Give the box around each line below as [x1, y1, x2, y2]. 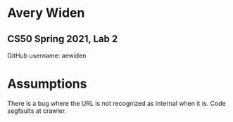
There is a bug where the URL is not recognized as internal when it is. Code [7, 99, 227, 107]
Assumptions [7, 76, 87, 92]
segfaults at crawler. [7, 107, 67, 115]
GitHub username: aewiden [7, 51, 87, 60]
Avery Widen [7, 5, 85, 21]
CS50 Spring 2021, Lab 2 [7, 33, 118, 45]
